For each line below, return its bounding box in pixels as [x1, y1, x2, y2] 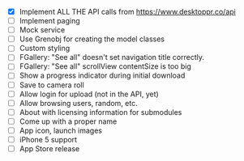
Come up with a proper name [19, 117, 118, 126]
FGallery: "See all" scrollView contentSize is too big [19, 61, 192, 71]
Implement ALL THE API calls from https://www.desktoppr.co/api [19, 7, 236, 16]
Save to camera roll [19, 80, 84, 90]
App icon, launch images [19, 125, 103, 135]
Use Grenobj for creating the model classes [19, 34, 165, 44]
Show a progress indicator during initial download [19, 70, 186, 80]
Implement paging [19, 16, 80, 26]
